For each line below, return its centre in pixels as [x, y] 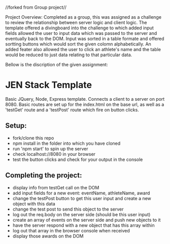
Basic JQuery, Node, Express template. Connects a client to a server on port [85, 99]
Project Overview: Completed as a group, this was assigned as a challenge [83, 17]
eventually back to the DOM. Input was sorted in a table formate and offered [85, 38]
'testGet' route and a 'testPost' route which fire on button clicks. [72, 110]
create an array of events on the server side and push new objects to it [87, 220]
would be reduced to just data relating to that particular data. [69, 55]
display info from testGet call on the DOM [56, 187]
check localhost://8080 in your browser [54, 154]
